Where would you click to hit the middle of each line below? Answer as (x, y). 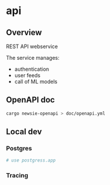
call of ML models (36, 81)
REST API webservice (32, 46)
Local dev (24, 132)
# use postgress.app (31, 160)
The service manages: (33, 58)
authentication (32, 69)
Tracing (17, 176)
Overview (24, 32)
